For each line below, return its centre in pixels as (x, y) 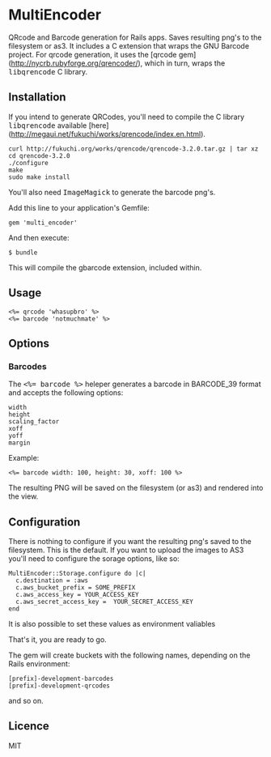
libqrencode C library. (48, 71)
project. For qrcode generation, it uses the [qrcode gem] (102, 54)
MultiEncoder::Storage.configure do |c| (78, 574)
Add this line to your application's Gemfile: (79, 207)
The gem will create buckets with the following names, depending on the (129, 655)
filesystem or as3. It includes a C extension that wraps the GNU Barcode (129, 45)
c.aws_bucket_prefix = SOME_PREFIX (76, 588)
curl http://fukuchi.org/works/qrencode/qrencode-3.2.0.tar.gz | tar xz (133, 149)
